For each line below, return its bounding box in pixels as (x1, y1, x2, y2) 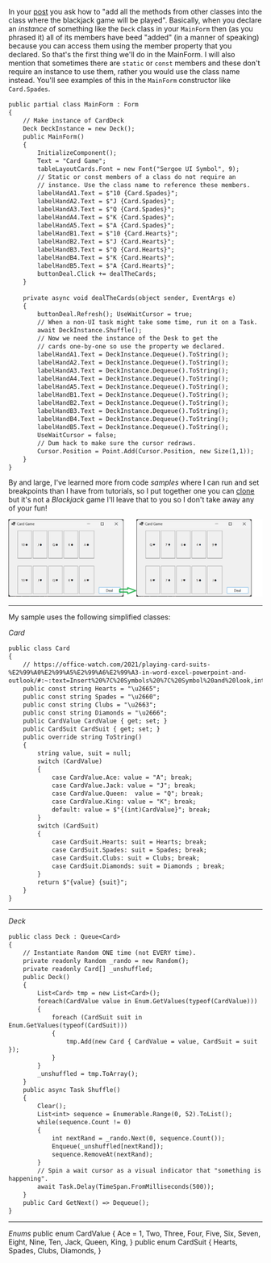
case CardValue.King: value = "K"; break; (51, 798, 197, 806)
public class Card (8, 644, 70, 652)
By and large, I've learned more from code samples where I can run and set (8, 477, 260, 487)
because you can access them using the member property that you (8, 41, 232, 51)
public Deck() (23, 973, 70, 982)
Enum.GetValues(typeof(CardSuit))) (8, 1022, 128, 1030)
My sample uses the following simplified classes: (8, 612, 171, 622)
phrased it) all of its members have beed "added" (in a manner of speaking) (8, 32, 260, 42)
